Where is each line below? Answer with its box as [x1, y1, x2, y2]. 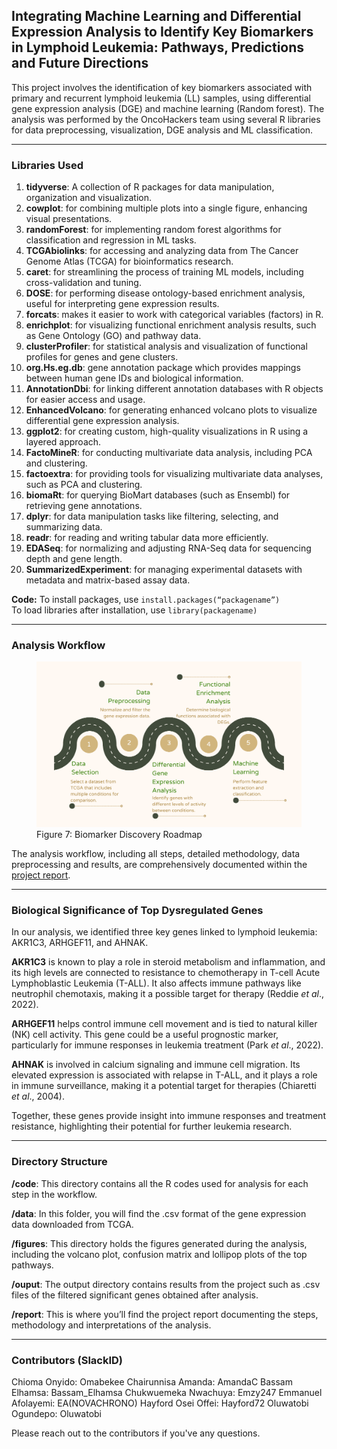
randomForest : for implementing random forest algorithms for [25, 224, 282, 236]
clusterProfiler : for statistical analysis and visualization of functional [25, 340, 308, 353]
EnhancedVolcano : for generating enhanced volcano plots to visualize [25, 404, 318, 416]
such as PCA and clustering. [25, 479, 143, 491]
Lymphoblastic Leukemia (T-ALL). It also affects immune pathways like [11, 977, 302, 989]
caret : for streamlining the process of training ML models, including [25, 266, 304, 278]
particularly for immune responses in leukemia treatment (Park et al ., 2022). [11, 1039, 324, 1051]
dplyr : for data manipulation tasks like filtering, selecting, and [25, 510, 279, 523]
